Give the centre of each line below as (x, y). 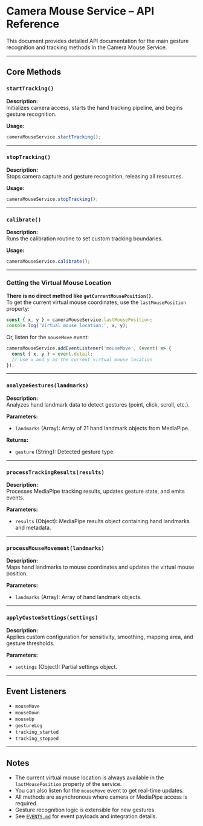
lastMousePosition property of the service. (68, 784)
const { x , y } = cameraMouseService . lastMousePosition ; (79, 320)
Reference (33, 24)
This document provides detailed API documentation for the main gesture (98, 41)
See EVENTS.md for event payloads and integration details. (86, 816)
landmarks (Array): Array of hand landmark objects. (78, 597)
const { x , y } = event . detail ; (53, 354)
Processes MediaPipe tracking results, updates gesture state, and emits (96, 491)
